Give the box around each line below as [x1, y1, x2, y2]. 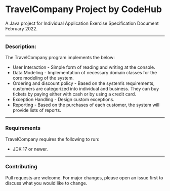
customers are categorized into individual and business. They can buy [12, 86, 159, 92]
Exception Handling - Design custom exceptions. [12, 97, 115, 103]
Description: [5, 43, 36, 50]
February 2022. [5, 25, 38, 31]
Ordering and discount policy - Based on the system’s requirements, [12, 80, 155, 86]
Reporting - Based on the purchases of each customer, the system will [12, 102, 160, 108]
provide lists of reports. [12, 107, 62, 113]
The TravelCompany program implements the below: [5, 55, 115, 61]
